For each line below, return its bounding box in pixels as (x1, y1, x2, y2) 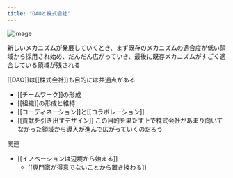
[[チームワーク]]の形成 (17, 90, 81, 98)
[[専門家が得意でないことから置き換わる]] (27, 163, 147, 171)
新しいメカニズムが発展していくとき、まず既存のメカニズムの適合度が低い (7, 43, 220, 52)
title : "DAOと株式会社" (7, 10, 71, 17)
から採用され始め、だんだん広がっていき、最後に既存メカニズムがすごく (13, 52, 220, 60)
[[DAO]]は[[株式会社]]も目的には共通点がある (7, 75, 136, 84)
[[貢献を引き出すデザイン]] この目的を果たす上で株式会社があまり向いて (17, 116, 223, 125)
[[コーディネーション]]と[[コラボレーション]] (17, 107, 145, 116)
